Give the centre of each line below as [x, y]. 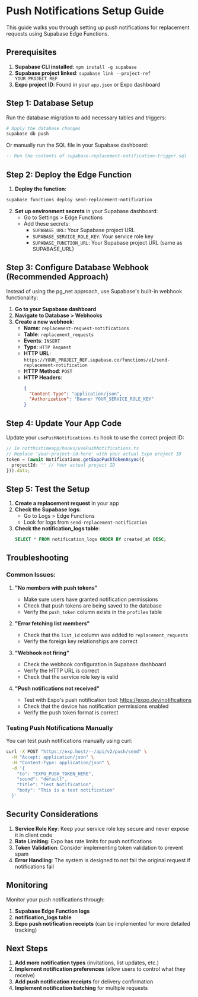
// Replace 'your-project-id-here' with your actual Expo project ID [94, 454]
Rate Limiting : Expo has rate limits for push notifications [83, 841]
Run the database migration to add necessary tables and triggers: [86, 118]
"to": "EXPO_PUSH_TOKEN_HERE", [55, 774]
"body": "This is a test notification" [66, 790]
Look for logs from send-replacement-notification [85, 522]
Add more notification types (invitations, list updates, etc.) [87, 963]
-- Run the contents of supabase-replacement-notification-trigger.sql [96, 156]
